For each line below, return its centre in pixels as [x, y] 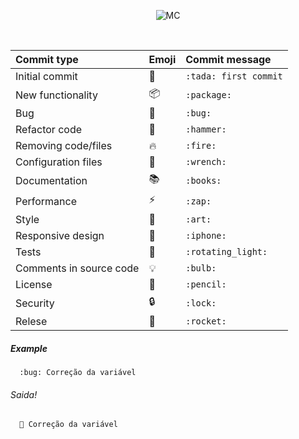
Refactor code [49, 129]
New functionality [56, 95]
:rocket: [206, 321]
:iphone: [206, 235]
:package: [208, 94]
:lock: [201, 303]
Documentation [51, 180]
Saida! [24, 394]
